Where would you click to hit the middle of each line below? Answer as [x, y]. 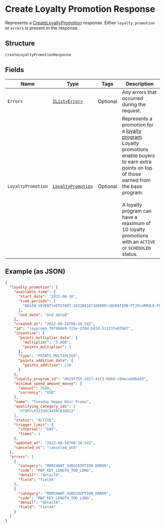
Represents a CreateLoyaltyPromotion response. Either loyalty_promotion [80, 23]
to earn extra [137, 162]
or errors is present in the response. [42, 28]
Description [140, 84]
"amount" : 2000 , [35, 388]
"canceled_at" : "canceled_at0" [46, 447]
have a [130, 217]
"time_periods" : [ [37, 301]
